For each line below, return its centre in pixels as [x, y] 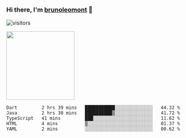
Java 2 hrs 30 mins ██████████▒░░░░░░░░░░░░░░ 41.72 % [93, 113]
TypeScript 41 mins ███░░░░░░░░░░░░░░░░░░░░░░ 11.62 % [93, 119]
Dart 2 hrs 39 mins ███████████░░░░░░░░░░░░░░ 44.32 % [93, 108]
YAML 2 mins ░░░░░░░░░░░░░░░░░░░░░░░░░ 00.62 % [93, 129]
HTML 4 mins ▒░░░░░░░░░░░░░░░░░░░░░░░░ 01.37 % [93, 124]
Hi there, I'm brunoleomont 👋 [49, 10]
